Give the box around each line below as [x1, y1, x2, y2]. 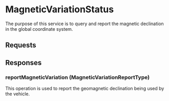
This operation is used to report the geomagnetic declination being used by [5, 86, 164, 92]
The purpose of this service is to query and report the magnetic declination [5, 21, 164, 27]
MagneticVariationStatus [5, 4, 114, 15]
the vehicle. [5, 91, 30, 97]
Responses [5, 58, 42, 67]
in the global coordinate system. [5, 26, 73, 32]
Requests [5, 41, 36, 50]
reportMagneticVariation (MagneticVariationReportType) [5, 73, 150, 80]
